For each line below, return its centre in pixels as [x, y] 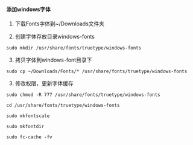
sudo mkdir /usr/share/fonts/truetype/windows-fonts [74, 48]
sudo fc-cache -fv [29, 137]
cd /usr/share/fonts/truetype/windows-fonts [63, 106]
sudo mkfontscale [28, 116]
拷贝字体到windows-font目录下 [53, 60]
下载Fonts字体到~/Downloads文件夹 [60, 24]
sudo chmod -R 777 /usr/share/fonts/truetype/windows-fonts [84, 95]
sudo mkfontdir [25, 127]
